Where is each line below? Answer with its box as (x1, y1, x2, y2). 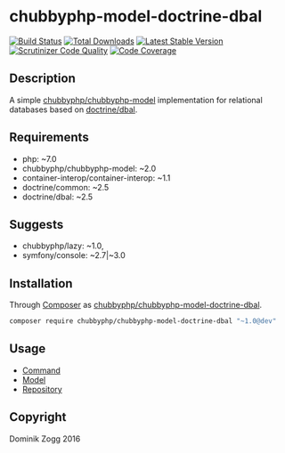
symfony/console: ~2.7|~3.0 (21, 250, 126, 261)
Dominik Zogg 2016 (9, 433, 81, 444)
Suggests (9, 216, 64, 232)
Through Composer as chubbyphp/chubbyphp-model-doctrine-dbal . (9, 300, 263, 311)
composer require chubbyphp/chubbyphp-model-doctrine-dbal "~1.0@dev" (9, 317, 277, 326)
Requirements (9, 130, 89, 145)
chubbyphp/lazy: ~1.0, (21, 240, 104, 251)
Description (9, 71, 76, 86)
